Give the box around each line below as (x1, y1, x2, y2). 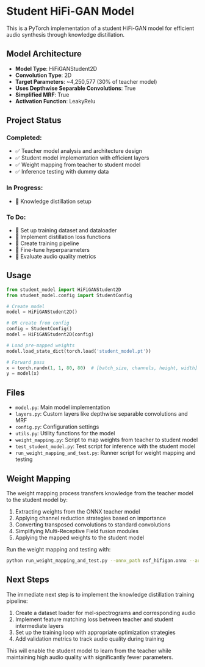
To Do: (6, 213, 26, 221)
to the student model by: (6, 496, 68, 503)
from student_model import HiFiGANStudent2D (6, 286, 121, 293)
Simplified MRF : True (15, 90, 70, 98)
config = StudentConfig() (6, 326, 72, 332)
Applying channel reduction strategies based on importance (15, 514, 167, 521)
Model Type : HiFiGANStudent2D (15, 65, 98, 72)
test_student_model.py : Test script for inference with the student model (15, 443, 196, 450)
